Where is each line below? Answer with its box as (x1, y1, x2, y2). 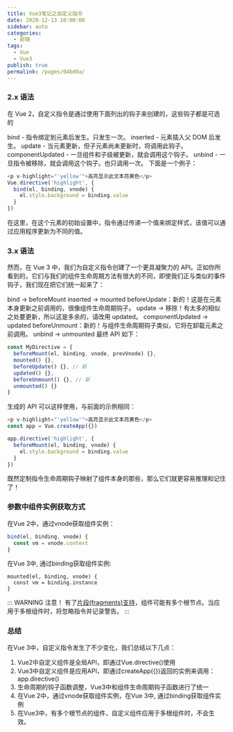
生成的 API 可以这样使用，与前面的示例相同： (7, 402, 137, 411)
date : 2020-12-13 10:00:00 (7, 17, 85, 24)
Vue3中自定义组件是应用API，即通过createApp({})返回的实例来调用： (17, 667, 216, 675)
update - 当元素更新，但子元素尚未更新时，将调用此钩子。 (20, 142, 187, 150)
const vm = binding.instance (13, 579, 98, 586)
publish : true (7, 62, 49, 69)
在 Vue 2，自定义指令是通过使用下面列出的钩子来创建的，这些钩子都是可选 (7, 109, 221, 118)
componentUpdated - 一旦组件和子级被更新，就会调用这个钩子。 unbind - (7, 150, 218, 158)
